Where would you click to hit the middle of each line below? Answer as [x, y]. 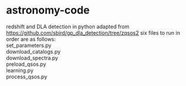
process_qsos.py [27, 77]
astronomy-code [48, 10]
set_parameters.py [29, 45]
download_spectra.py [32, 58]
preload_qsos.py [26, 64]
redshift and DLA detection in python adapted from [68, 27]
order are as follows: [31, 39]
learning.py [20, 70]
